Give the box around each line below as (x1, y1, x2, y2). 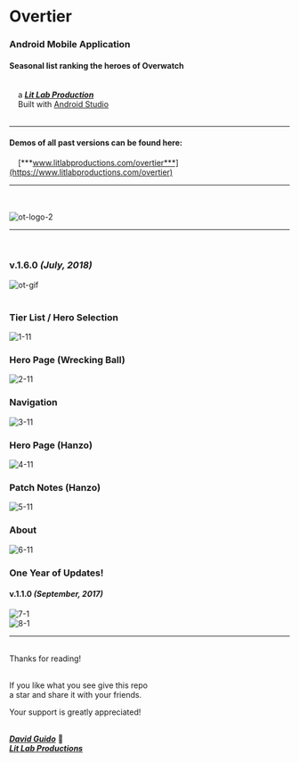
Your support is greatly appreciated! (9, 707, 141, 717)
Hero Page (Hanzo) (9, 439, 93, 451)
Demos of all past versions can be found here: (9, 137, 182, 148)
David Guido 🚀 (9, 733, 64, 744)
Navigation (9, 396, 58, 409)
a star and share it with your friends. (9, 689, 142, 700)
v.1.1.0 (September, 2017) (9, 589, 104, 600)
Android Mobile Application (9, 38, 131, 51)
